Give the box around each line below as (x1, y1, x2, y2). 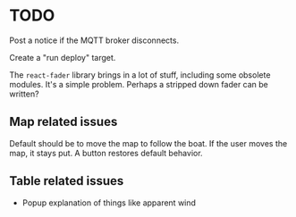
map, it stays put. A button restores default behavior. (9, 147, 203, 158)
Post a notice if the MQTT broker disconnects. (9, 35, 180, 46)
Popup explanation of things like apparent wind (21, 197, 197, 208)
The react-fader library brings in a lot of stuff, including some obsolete (9, 69, 271, 80)
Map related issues (9, 114, 118, 129)
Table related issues (9, 173, 124, 188)
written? (9, 88, 39, 99)
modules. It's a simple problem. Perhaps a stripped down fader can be (9, 79, 268, 89)
